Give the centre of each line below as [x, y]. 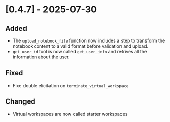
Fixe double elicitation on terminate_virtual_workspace [70, 85]
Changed [20, 102]
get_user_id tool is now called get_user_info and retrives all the [80, 52]
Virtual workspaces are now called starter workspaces [70, 114]
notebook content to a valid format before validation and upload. [80, 46]
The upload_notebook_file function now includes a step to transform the [89, 40]
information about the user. [41, 57]
